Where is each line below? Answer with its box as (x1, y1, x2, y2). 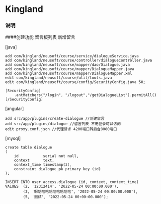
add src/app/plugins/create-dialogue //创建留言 (5, 116, 105, 121)
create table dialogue (5, 145, 52, 150)
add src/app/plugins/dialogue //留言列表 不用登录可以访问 (5, 121, 121, 127)
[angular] (5, 105, 24, 112)
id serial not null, (14, 153, 79, 159)
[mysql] (5, 135, 21, 142)
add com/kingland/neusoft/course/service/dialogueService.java (5, 53, 139, 59)
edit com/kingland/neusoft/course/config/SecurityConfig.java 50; (5, 80, 146, 85)
